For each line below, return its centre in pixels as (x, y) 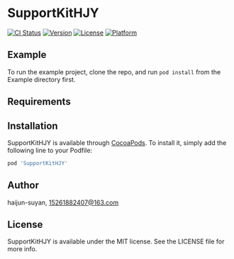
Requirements (39, 102)
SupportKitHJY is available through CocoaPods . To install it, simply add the (117, 142)
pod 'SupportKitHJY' (38, 163)
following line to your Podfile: (50, 150)
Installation (33, 126)
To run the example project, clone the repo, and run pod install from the (114, 71)
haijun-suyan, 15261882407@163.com (63, 202)
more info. (22, 249)
